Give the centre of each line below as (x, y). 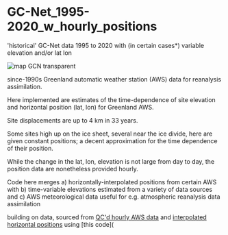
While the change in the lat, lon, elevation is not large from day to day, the (111, 161)
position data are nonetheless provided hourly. (73, 169)
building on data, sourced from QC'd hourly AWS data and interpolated (107, 217)
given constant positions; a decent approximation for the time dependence (112, 140)
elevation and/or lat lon (39, 53)
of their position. (30, 148)
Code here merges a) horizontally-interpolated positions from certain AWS (112, 182)
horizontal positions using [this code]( (61, 224)
